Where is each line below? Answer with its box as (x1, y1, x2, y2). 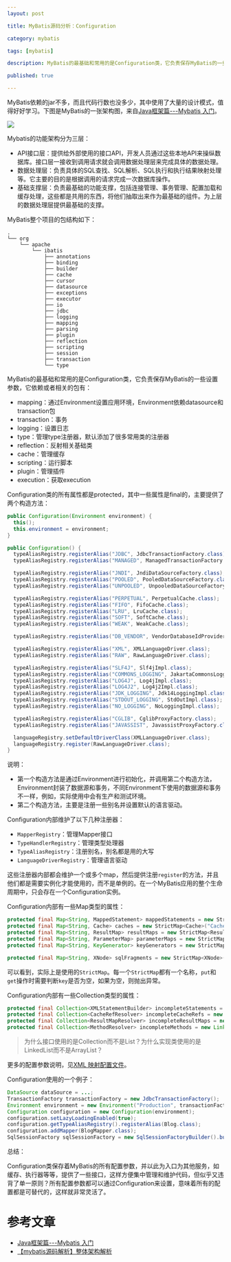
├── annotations (43, 253, 91, 260)
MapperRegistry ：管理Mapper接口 (16, 830, 113, 839)
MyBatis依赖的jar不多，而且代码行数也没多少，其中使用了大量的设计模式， (7, 98, 218, 106)
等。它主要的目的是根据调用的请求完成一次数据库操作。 (16, 175, 174, 183)
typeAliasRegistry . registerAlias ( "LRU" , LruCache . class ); (13, 608, 184, 614)
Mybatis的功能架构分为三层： (7, 134, 91, 142)
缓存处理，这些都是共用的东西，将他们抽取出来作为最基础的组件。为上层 (16, 192, 222, 200)
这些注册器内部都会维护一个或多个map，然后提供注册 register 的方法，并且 (7, 870, 219, 879)
